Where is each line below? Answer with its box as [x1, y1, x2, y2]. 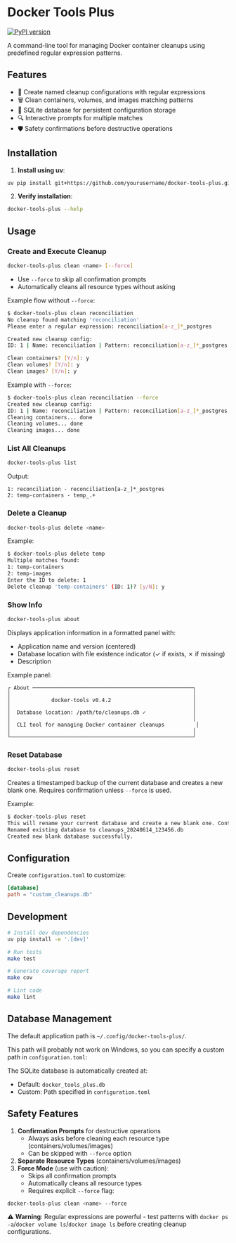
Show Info [7, 599, 43, 609]
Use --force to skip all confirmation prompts [17, 275, 147, 283]
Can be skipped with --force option [27, 1149, 132, 1157]
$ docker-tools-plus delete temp [7, 550, 105, 558]
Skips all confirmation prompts [27, 1171, 117, 1180]
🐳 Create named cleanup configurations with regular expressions [17, 87, 206, 96]
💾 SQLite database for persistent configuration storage [17, 106, 176, 114]
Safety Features [7, 1108, 79, 1120]
